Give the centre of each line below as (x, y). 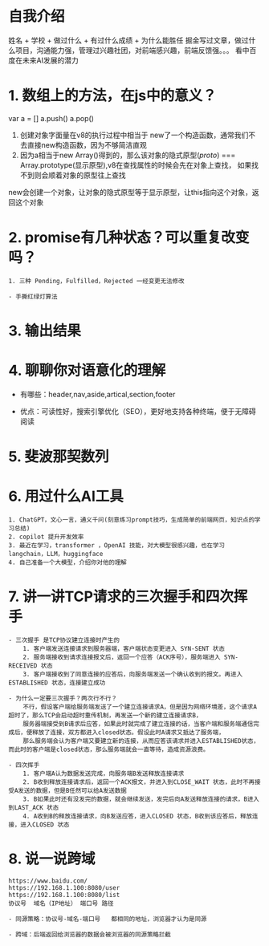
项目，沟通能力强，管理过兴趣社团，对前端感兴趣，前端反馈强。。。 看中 (132, 50)
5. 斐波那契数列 (59, 457)
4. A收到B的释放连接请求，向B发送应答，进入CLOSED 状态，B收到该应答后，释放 (138, 816)
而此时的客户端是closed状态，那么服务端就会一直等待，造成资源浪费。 (109, 749)
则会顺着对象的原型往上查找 (80, 175)
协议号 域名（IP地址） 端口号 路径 (61, 903)
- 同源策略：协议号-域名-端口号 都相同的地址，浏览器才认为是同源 (108, 919)
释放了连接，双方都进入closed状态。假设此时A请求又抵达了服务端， (128, 733)
